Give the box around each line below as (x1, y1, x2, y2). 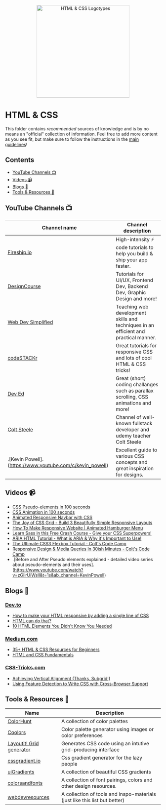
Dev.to (5, 601, 21, 608)
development (116, 309, 147, 316)
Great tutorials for (116, 342, 157, 349)
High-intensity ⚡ (116, 236, 155, 243)
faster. (116, 262, 131, 269)
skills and (116, 316, 138, 323)
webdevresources (7, 794, 49, 801)
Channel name (41, 224, 77, 231)
